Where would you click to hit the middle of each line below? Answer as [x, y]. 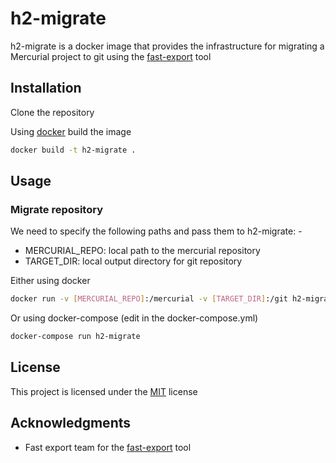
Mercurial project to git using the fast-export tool [111, 56]
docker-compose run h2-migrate [75, 337]
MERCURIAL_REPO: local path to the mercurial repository [142, 251]
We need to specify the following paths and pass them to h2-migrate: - [156, 231]
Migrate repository [56, 209]
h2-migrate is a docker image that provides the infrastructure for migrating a [167, 46]
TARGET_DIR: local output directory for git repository [133, 261]
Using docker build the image [71, 131]
